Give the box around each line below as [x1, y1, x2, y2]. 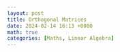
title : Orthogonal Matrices [7, 16, 87, 23]
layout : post [7, 9, 44, 17]
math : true [7, 28, 38, 36]
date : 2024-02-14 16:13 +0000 [7, 22, 93, 29]
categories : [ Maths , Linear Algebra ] [7, 35, 115, 42]
